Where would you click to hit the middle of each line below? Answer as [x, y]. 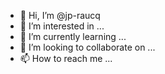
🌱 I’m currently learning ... [73, 36]
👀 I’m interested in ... [62, 26]
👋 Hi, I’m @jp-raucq [60, 15]
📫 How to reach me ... [66, 58]
